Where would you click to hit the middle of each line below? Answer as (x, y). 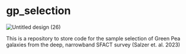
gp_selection (39, 11)
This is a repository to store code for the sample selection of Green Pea (93, 38)
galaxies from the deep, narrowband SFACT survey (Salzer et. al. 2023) (93, 45)
